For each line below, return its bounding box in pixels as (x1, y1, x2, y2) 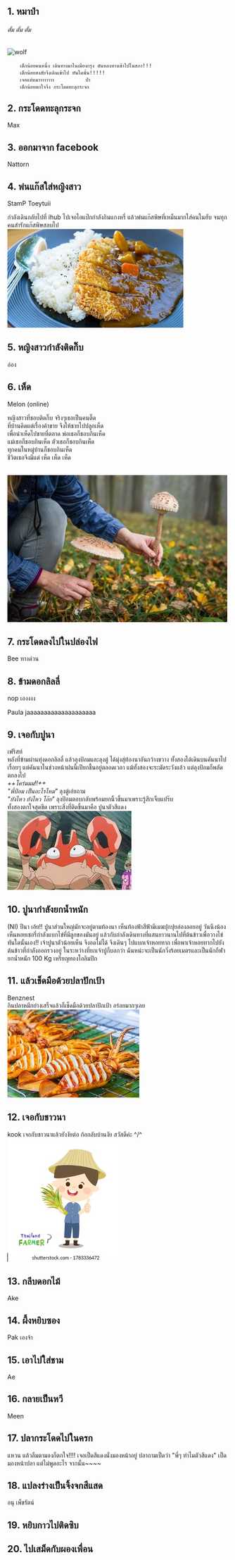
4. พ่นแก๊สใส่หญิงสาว (7, 180, 82, 192)
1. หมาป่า (7, 6, 39, 18)
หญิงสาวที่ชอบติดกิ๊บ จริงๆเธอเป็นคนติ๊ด (7, 413, 96, 422)
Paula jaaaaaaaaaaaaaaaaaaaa (7, 708, 96, 717)
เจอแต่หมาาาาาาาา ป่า (20, 76, 91, 83)
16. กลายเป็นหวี (7, 1393, 63, 1405)
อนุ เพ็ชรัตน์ (7, 1498, 34, 1506)
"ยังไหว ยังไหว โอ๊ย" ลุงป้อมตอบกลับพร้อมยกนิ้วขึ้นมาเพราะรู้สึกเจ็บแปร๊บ (7, 795, 174, 804)
